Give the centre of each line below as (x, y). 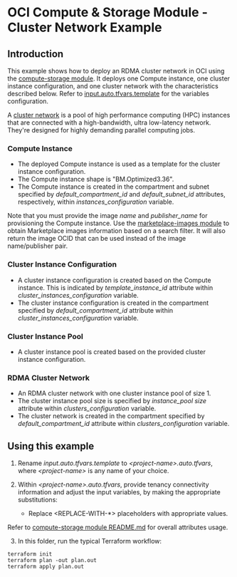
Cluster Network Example (85, 27)
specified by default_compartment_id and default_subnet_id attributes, (121, 194)
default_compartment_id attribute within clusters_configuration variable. (123, 424)
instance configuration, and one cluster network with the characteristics (113, 86)
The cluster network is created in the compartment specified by (111, 416)
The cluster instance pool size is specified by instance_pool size (112, 401)
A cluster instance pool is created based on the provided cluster (112, 352)
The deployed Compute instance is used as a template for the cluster (119, 164)
